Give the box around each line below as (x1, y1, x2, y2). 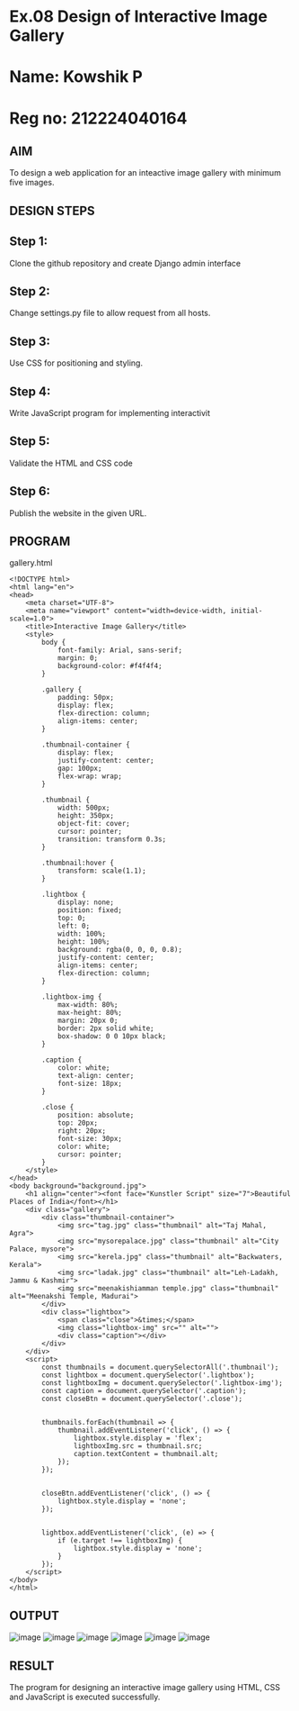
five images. (9, 177, 55, 188)
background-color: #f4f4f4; (57, 662, 163, 671)
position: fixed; (57, 906, 123, 915)
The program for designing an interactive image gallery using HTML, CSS (9, 1682, 281, 1693)
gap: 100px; (57, 764, 102, 774)
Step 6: (9, 484, 51, 499)
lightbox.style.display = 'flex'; (73, 1434, 203, 1443)
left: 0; (57, 921, 91, 931)
